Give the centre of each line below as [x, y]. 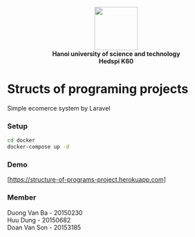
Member [22, 198]
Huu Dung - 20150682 [39, 220]
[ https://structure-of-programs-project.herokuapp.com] [86, 180]
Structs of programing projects [98, 89]
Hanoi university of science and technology [116, 54]
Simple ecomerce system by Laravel [59, 108]
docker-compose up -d [38, 147]
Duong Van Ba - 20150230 [45, 212]
